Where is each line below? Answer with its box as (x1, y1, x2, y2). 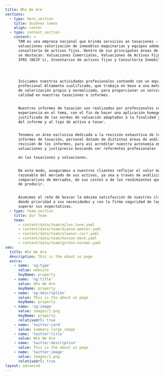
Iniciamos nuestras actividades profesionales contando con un (18, 79, 150, 84)
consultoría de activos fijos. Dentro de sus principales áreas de (18, 48, 159, 53)
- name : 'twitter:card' (14, 322, 62, 327)
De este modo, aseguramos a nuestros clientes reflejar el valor (18, 168, 154, 173)
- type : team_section (9, 209, 54, 213)
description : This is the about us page (9, 254, 93, 259)
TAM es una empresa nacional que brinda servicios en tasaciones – (18, 39, 159, 44)
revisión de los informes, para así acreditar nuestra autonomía (18, 141, 154, 147)
